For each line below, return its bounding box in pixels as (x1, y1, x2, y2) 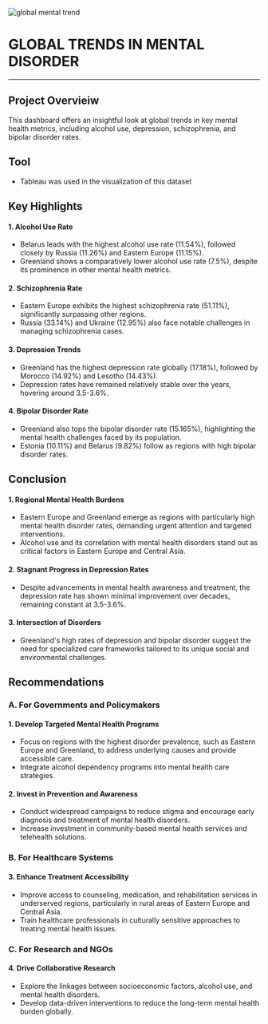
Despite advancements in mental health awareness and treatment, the (19, 583, 250, 592)
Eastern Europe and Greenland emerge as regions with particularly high (19, 512, 255, 522)
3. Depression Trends (8, 344, 81, 354)
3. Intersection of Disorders (8, 618, 101, 627)
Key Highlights (8, 200, 83, 213)
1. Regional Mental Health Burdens (8, 495, 124, 504)
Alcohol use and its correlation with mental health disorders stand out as (19, 538, 258, 548)
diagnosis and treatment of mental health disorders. (19, 815, 191, 825)
